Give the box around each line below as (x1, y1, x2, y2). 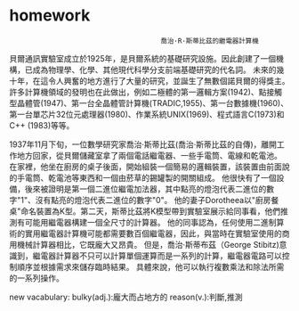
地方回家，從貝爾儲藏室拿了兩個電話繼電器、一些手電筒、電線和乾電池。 (16, 150, 282, 160)
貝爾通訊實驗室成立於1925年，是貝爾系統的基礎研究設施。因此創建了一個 (9, 53, 277, 63)
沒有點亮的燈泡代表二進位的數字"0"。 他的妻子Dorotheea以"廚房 (35, 194, 271, 205)
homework (9, 5, 91, 26)
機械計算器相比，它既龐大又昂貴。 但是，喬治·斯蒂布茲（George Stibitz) (16, 239, 280, 250)
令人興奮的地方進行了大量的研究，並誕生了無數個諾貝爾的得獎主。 (47, 75, 290, 86)
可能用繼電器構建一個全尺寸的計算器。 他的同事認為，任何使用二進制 (24, 217, 277, 227)
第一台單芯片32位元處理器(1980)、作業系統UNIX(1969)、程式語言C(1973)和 (9, 109, 285, 119)
